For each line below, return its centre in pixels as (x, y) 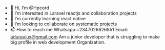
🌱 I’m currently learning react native (48, 18)
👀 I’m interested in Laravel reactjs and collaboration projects (73, 13)
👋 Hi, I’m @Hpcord (30, 8)
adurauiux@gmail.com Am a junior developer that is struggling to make (85, 37)
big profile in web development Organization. (58, 42)
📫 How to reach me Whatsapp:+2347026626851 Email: (69, 30)
